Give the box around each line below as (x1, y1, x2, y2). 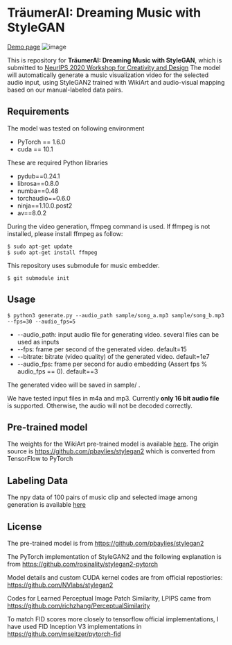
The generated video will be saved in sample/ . (7, 380, 141, 389)
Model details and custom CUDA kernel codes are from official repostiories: (7, 573, 223, 581)
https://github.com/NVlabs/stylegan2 (7, 581, 114, 589)
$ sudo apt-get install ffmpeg (7, 249, 98, 256)
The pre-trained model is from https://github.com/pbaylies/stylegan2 (7, 539, 204, 547)
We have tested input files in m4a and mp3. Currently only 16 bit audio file (7, 394, 220, 402)
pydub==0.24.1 (17, 171, 60, 180)
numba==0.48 (17, 186, 59, 195)
